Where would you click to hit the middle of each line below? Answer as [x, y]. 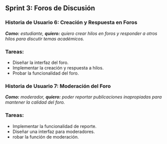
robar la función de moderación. [45, 136]
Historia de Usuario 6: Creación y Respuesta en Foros [71, 22]
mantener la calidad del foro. [35, 102]
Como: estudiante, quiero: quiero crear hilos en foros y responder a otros [81, 33]
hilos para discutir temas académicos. [45, 38]
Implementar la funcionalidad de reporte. [54, 126]
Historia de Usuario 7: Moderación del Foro [58, 86]
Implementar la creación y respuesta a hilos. [58, 67]
